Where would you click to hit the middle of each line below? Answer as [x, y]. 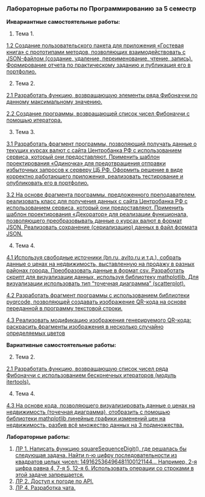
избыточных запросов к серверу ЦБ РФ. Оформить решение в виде [95, 170]
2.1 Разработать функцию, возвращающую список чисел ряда [88, 369]
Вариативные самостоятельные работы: [61, 345]
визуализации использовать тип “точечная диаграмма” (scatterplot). [96, 283]
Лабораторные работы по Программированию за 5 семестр [101, 9]
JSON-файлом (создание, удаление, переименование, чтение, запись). [100, 59]
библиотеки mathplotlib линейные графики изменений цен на [86, 419]
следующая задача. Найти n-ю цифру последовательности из [96, 455]
